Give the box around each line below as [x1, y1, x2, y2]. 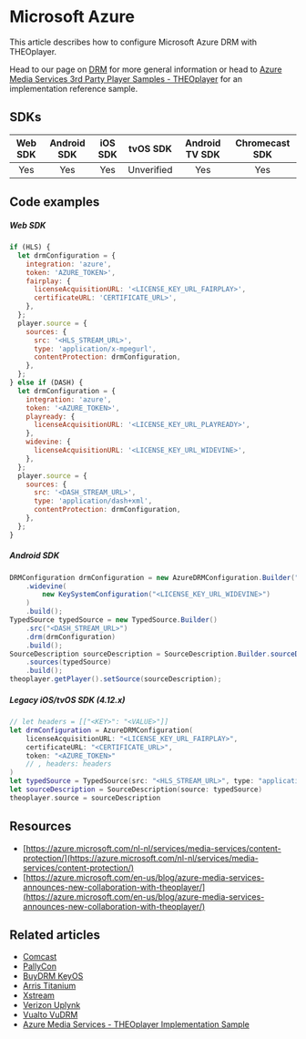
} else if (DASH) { [9, 378, 84, 388]
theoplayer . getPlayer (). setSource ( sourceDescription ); [9, 675, 222, 684]
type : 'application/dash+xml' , [33, 496, 153, 506]
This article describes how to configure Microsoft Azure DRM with [9, 36, 258, 47]
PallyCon [22, 961, 57, 972]
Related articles [9, 927, 100, 942]
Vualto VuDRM [22, 1009, 78, 1021]
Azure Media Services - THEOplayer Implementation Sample [22, 1019, 250, 1030]
